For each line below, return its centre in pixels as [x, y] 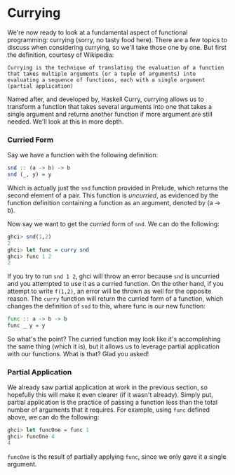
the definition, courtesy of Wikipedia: [61, 55]
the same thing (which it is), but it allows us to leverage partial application [113, 346]
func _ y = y [26, 326]
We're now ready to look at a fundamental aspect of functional [98, 32]
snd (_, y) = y [29, 175]
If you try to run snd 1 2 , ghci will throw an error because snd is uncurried [113, 276]
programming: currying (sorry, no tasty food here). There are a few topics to [117, 39]
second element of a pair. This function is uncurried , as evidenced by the [113, 195]
